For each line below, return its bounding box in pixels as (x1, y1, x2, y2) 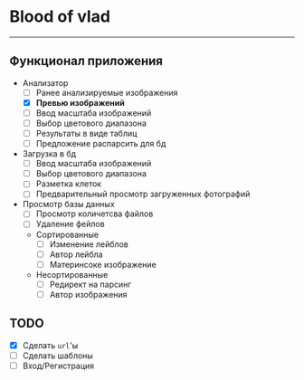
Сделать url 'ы (22, 339, 79, 350)
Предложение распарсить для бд (35, 138, 166, 149)
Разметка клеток (35, 178, 102, 189)
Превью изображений (35, 97, 125, 108)
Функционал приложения (9, 53, 163, 69)
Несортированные (35, 269, 109, 280)
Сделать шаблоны (22, 350, 93, 361)
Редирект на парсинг (49, 279, 132, 290)
